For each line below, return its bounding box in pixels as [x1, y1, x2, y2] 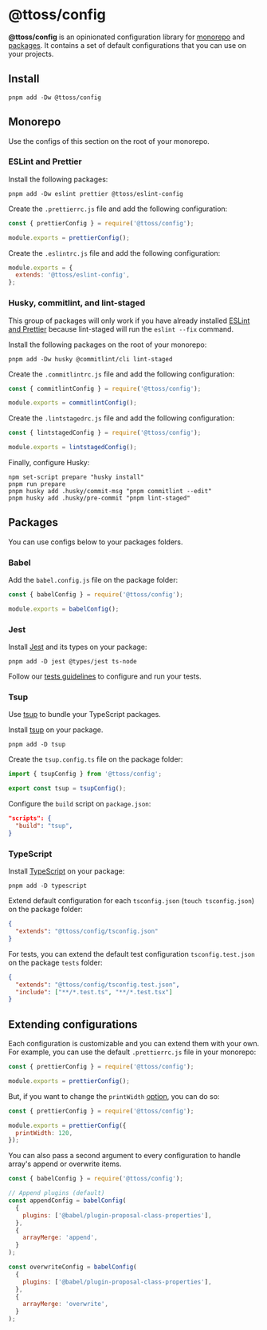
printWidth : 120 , [15, 1129, 73, 1137]
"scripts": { [8, 814, 52, 822]
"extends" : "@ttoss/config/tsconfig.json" [15, 927, 159, 936]
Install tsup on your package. [8, 725, 104, 735]
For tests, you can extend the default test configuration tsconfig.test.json [8, 949, 255, 958]
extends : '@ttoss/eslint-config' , [15, 271, 130, 279]
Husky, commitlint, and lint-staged [8, 297, 146, 309]
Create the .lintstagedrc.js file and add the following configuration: [8, 413, 235, 423]
